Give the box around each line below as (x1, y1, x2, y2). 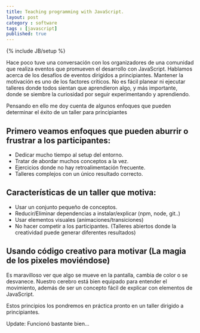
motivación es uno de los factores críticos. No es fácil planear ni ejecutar (6, 78, 186, 85)
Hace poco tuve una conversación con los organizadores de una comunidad (6, 59, 194, 66)
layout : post (6, 14, 39, 20)
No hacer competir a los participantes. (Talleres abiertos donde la (14, 222, 177, 230)
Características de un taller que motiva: (6, 188, 156, 198)
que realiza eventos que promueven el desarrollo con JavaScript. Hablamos (6, 65, 193, 72)
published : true (6, 31, 47, 37)
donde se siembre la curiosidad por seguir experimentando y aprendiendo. (6, 91, 190, 98)
